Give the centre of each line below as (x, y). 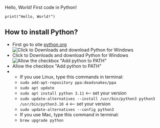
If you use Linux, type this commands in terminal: (72, 77)
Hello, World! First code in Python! (41, 7)
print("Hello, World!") (30, 17)
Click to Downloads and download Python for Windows (70, 55)
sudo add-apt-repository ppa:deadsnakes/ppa (68, 83)
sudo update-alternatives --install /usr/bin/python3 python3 (87, 99)
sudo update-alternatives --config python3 (67, 109)
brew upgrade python (42, 120)
